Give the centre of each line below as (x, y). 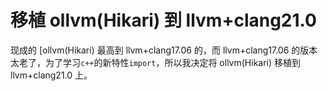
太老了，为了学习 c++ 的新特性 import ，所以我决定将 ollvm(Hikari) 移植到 (156, 62)
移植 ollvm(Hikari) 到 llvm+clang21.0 (163, 20)
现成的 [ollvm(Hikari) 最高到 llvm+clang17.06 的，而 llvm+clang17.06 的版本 (164, 50)
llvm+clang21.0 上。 (51, 75)
